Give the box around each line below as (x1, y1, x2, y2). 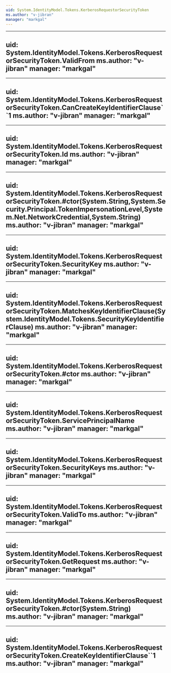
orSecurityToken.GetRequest (6, 557, 100, 566)
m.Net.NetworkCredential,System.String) (6, 213, 141, 221)
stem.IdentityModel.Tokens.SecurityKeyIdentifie (6, 314, 164, 323)
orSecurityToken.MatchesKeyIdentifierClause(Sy (6, 307, 166, 315)
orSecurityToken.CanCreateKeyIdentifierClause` (6, 103, 164, 112)
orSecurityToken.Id (6, 150, 69, 159)
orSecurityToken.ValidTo (6, 510, 87, 519)
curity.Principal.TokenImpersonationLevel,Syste (6, 205, 163, 214)
